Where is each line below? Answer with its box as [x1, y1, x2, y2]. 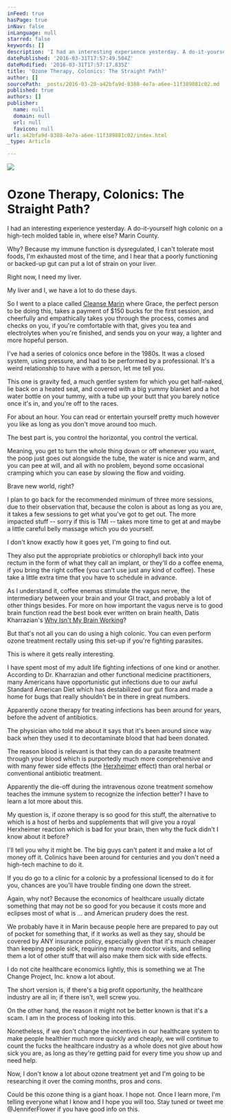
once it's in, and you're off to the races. [7, 400, 119, 408]
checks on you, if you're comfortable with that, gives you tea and [7, 322, 191, 330]
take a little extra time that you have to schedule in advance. [7, 573, 177, 582]
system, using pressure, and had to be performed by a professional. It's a [7, 357, 215, 365]
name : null [13, 106, 45, 113]
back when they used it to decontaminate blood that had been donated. [7, 734, 210, 743]
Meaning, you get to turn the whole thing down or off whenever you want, [7, 447, 217, 455]
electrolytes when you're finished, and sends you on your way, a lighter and [7, 329, 222, 338]
